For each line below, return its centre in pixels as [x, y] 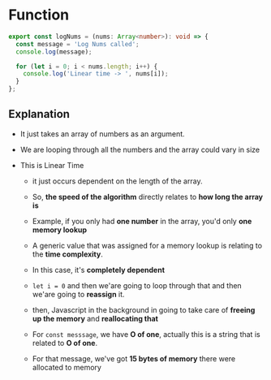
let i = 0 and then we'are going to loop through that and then [137, 285]
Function [39, 15]
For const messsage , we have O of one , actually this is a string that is [146, 334]
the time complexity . [68, 254]
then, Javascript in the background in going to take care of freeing [144, 309]
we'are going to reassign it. [78, 294]
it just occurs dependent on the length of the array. [117, 181]
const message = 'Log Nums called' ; [77, 44]
